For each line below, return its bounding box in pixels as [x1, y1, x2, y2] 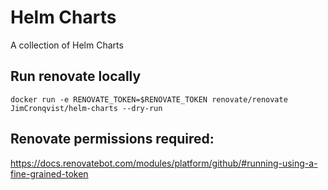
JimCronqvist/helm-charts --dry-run [10, 103, 163, 113]
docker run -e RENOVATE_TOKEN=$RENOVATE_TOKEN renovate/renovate [10, 94, 288, 105]
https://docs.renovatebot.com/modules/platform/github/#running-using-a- [10, 157, 318, 169]
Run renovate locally [10, 68, 142, 85]
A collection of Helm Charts [10, 39, 124, 51]
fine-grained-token [10, 167, 89, 180]
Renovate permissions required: [10, 131, 215, 148]
